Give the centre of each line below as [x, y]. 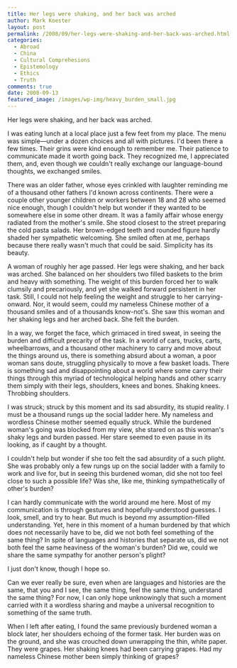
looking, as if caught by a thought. [57, 445]
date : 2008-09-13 [33, 93]
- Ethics [27, 73]
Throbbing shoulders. [39, 393]
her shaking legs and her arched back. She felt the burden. [93, 319]
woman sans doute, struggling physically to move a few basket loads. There [118, 363]
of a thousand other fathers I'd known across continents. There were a [111, 193]
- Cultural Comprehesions [52, 60]
